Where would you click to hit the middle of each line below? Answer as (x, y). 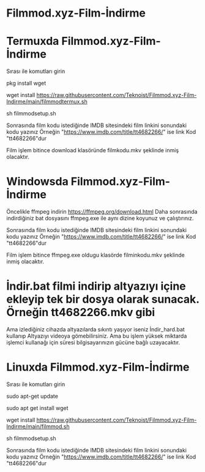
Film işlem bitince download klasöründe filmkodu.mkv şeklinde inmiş (93, 150)
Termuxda (33, 41)
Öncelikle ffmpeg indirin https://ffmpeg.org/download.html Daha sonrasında (102, 212)
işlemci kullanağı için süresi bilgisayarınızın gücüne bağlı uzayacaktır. (93, 342)
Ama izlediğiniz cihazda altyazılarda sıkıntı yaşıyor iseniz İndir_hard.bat (95, 329)
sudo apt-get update (32, 396)
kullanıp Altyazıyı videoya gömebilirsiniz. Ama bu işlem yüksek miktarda (97, 336)
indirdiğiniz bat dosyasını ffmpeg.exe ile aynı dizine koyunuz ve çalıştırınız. (100, 219)
